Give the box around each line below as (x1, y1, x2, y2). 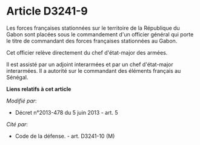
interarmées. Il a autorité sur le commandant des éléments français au (6, 67, 181, 74)
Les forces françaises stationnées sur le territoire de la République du (6, 24, 180, 32)
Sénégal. (6, 73, 28, 81)
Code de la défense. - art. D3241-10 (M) (15, 132, 115, 140)
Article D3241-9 (6, 4, 88, 18)
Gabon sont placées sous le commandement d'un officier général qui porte (6, 30, 194, 38)
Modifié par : (6, 97, 38, 104)
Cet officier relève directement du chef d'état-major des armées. (6, 49, 168, 56)
